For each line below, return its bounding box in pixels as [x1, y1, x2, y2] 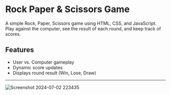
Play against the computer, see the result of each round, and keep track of [5, 25, 161, 31]
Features [5, 45, 34, 54]
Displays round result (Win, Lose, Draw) [12, 70, 97, 76]
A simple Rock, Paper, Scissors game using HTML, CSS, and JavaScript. [5, 20, 157, 26]
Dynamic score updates [12, 64, 63, 70]
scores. [5, 31, 21, 37]
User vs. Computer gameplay [12, 59, 75, 65]
